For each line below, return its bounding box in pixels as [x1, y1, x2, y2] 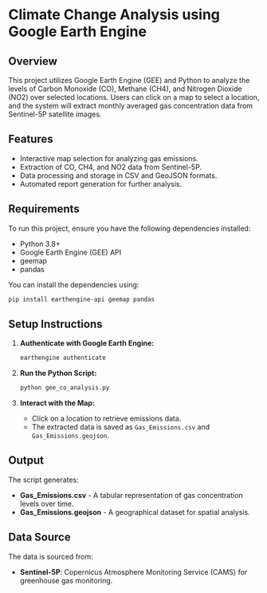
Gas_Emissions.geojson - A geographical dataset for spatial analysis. [19, 507, 250, 516]
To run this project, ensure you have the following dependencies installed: [8, 223, 251, 233]
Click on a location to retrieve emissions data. [31, 413, 182, 424]
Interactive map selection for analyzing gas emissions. [19, 153, 199, 163]
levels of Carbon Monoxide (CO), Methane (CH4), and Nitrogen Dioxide [8, 84, 242, 93]
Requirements [8, 202, 80, 216]
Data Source [8, 531, 71, 544]
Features [8, 132, 53, 146]
